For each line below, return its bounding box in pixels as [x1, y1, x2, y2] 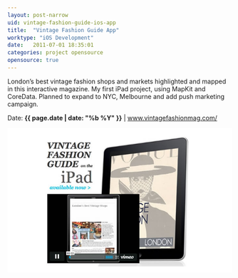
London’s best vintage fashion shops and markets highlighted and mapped [7, 77, 227, 86]
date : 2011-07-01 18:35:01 [7, 41, 94, 49]
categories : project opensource [7, 49, 103, 56]
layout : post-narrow [7, 11, 69, 19]
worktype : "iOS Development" [7, 34, 94, 41]
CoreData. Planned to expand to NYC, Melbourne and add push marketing [7, 92, 225, 101]
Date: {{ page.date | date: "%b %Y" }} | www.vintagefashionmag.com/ [7, 113, 217, 122]
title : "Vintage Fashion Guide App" [7, 26, 120, 34]
